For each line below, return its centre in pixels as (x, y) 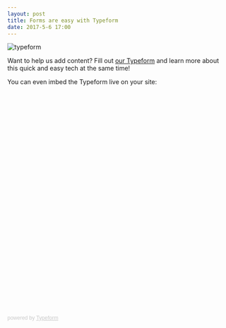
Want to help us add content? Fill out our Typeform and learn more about (113, 61)
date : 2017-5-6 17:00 (39, 27)
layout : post (26, 14)
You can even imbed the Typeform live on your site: (82, 82)
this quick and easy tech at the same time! (69, 69)
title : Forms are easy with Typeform (63, 20)
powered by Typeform (33, 318)
